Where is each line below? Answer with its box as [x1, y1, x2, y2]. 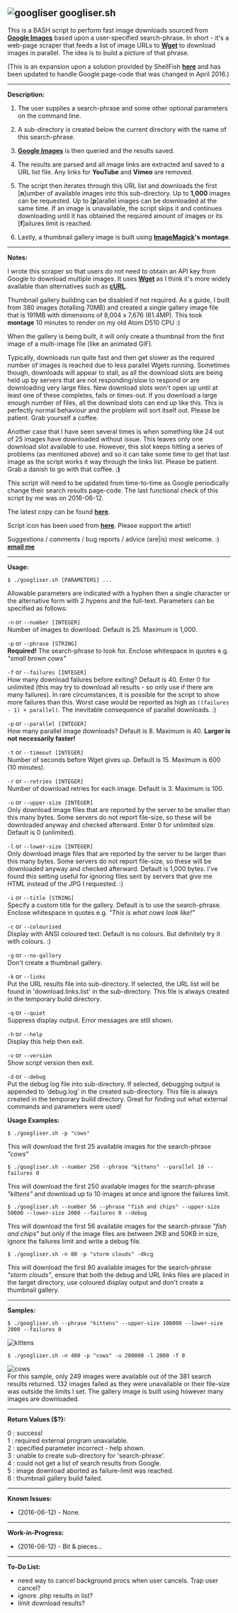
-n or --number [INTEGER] [7, 617, 81, 626]
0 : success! [7, 1429, 43, 1437]
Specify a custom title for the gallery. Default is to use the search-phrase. [7, 901, 222, 909]
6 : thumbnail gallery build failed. [7, 1473, 103, 1482]
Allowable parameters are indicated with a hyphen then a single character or [7, 589, 230, 597]
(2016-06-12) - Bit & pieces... [17, 1542, 103, 1551]
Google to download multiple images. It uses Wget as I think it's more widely [7, 274, 231, 283]
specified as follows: [7, 604, 67, 612]
